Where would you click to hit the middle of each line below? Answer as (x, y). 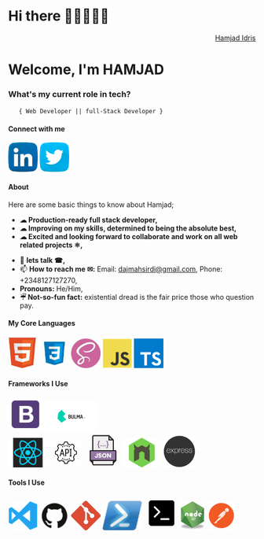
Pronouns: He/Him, (51, 288)
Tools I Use (27, 482)
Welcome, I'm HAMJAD (86, 70)
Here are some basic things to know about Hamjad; (91, 205)
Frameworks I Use (38, 383)
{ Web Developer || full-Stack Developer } (91, 112)
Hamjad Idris (235, 38)
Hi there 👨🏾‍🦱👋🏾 (59, 16)
